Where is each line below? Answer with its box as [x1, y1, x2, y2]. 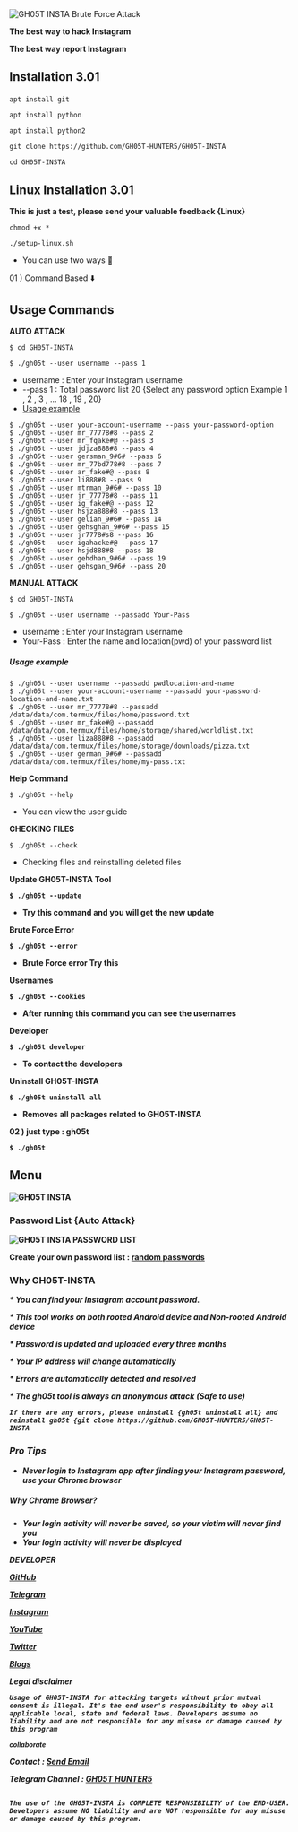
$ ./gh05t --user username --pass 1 [9, 359, 146, 369]
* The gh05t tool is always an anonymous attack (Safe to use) [9, 1391, 246, 1402]
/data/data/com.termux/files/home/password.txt [9, 710, 191, 719]
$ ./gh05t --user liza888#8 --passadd [9, 734, 154, 742]
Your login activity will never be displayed [21, 1537, 182, 1548]
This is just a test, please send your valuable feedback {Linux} [9, 206, 246, 217]
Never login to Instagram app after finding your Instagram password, [21, 1465, 286, 1476]
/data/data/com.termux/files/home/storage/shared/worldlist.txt [9, 725, 254, 734]
